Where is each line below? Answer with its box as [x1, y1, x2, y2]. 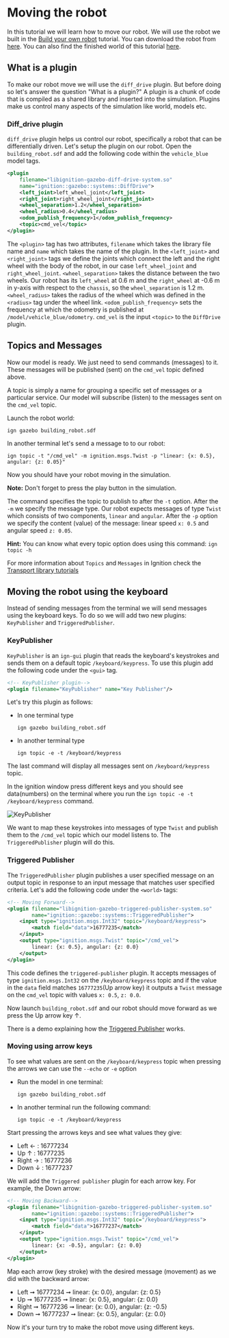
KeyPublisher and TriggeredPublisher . [7, 619, 115, 627]
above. [7, 373, 27, 381]
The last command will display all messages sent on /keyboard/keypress [7, 762, 211, 770]
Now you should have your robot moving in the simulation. [7, 470, 171, 478]
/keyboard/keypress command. [7, 797, 94, 806]
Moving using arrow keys [7, 1042, 93, 1051]
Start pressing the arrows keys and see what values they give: [7, 1128, 183, 1136]
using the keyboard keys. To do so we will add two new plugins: [7, 611, 187, 620]
